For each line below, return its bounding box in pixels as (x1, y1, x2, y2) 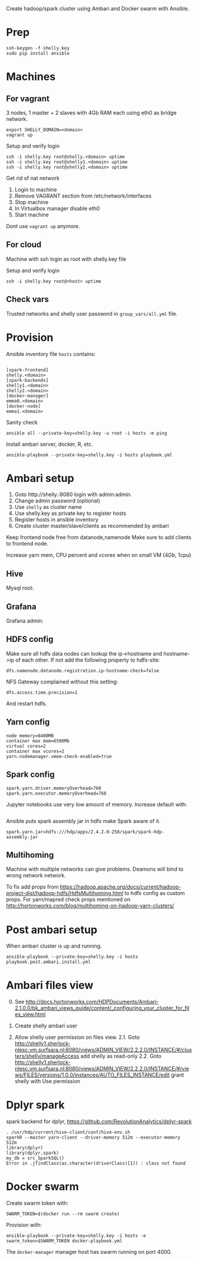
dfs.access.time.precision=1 (6, 689, 78, 695)
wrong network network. (6, 872, 66, 879)
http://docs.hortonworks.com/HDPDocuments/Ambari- (25, 999, 159, 1006)
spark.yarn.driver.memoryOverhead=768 (6, 785, 101, 791)
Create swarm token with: (6, 1200, 69, 1207)
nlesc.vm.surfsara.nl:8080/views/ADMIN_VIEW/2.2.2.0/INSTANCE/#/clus (14, 1046, 192, 1053)
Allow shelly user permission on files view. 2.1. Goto (14, 1034, 140, 1041)
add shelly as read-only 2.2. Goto (80, 1052, 162, 1060)
